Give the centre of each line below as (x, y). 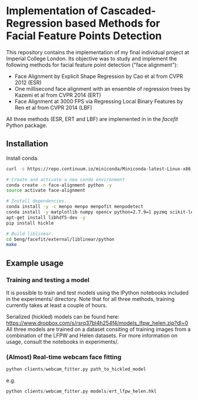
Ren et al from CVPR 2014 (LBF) (53, 107)
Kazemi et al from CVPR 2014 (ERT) (58, 95)
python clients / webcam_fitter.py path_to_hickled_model (76, 369)
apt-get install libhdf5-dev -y (46, 217)
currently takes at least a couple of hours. (57, 305)
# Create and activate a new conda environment (66, 179)
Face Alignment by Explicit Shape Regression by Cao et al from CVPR (99, 76)
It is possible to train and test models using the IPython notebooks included (98, 293)
